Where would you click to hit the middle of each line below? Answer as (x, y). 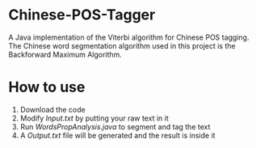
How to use (47, 87)
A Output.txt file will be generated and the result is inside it (118, 135)
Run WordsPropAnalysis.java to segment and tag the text (115, 126)
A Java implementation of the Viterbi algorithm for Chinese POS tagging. (129, 37)
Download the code (53, 109)
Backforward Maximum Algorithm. (65, 54)
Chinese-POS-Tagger (82, 15)
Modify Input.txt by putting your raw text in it (94, 118)
